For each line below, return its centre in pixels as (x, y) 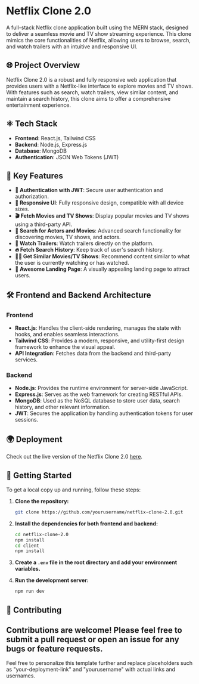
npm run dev (29, 592)
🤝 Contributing (34, 610)
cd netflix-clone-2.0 (41, 534)
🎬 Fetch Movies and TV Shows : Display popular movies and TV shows (102, 216)
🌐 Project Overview (43, 65)
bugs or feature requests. (55, 649)
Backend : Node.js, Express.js (51, 144)
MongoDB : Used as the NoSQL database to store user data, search (97, 401)
